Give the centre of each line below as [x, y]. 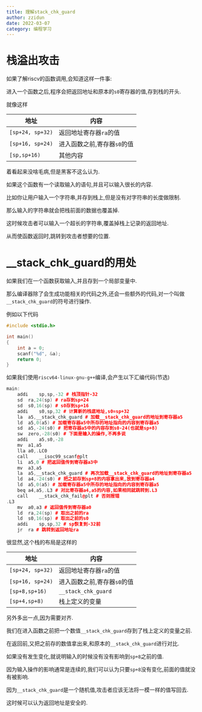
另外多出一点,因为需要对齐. [40, 618]
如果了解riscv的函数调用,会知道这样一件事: [59, 79]
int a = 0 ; [31, 348]
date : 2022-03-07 [28, 23]
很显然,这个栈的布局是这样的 [42, 542]
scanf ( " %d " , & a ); [39, 354]
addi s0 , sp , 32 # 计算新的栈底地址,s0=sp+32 [73, 411]
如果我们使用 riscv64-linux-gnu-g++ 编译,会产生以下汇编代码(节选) [88, 378]
